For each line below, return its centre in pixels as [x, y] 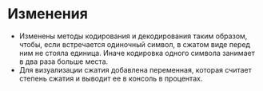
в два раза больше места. [64, 61]
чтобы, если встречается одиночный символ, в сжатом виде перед [135, 44]
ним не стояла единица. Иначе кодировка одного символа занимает [137, 53]
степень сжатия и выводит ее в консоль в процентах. [111, 78]
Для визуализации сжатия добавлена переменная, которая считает [135, 69]
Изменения [48, 14]
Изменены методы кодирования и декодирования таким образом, [133, 36]
